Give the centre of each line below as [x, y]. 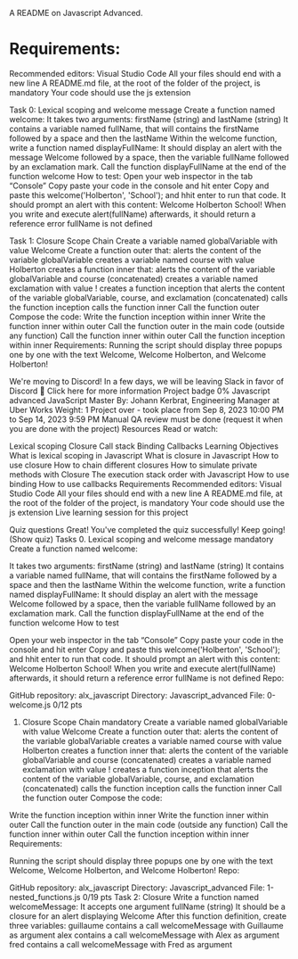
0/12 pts [68, 705]
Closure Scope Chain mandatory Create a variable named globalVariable [155, 722]
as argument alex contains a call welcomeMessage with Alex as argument [145, 935]
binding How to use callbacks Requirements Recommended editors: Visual [145, 484]
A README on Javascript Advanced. [76, 13]
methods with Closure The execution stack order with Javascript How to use [149, 474]
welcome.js [30, 705]
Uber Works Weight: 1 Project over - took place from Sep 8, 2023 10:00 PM [147, 409]
